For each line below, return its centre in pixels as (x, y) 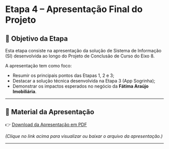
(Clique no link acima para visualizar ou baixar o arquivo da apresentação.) (84, 136)
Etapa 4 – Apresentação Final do (74, 9)
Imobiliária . (24, 91)
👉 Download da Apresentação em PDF (46, 124)
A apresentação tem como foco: (38, 66)
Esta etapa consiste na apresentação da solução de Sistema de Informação (83, 51)
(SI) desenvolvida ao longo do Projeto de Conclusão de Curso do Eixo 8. (80, 56)
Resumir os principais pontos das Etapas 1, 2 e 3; (63, 76)
